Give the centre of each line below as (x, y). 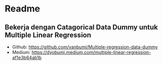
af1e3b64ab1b (27, 57)
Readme (23, 9)
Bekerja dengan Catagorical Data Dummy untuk (81, 27)
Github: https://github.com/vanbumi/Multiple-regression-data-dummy (85, 47)
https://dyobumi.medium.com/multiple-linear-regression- (91, 52)
